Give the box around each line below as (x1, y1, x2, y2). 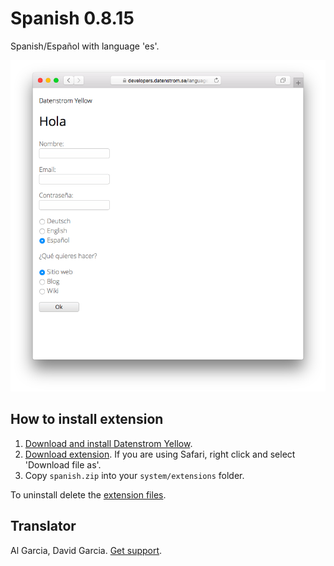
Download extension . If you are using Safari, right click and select (24, 448, 296, 460)
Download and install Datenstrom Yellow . (24, 437, 193, 449)
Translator (10, 518, 77, 535)
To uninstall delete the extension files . (10, 488, 167, 501)
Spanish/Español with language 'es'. (10, 40, 160, 52)
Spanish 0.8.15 (10, 7, 135, 30)
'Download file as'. (24, 458, 102, 471)
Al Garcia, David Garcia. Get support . (10, 544, 163, 556)
